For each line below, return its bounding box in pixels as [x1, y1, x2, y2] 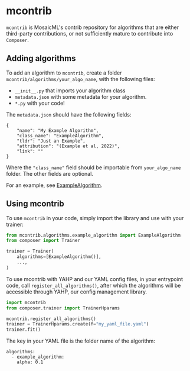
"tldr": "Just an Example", [17, 138, 86, 144]
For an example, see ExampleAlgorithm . [6, 182, 103, 189]
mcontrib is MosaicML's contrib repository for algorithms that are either [6, 24, 179, 31]
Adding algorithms [6, 53, 76, 63]
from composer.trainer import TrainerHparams [6, 305, 120, 311]
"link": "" [17, 148, 44, 154]
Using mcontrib [6, 199, 64, 209]
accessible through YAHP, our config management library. [6, 288, 148, 295]
